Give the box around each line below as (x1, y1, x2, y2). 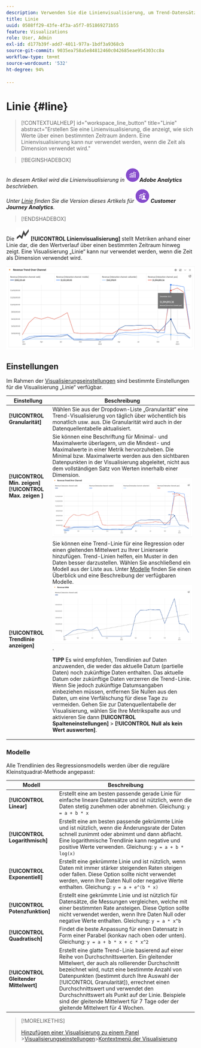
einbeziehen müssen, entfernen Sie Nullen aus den (52, 687, 178, 695)
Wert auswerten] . (52, 726, 98, 733)
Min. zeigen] (8, 479, 41, 486)
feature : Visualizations (6, 29, 68, 35)
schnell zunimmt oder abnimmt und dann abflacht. (59, 830, 182, 837)
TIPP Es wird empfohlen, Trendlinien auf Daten (52, 656, 167, 663)
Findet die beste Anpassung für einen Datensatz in (59, 926, 184, 933)
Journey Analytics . (6, 204, 55, 211)
